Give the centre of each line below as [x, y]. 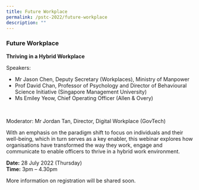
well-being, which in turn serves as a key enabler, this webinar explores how [99, 139]
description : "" [26, 22]
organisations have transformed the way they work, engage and [84, 145]
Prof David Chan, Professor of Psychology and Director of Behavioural [101, 85]
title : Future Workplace [37, 12]
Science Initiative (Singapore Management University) [81, 92]
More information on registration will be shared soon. [71, 181]
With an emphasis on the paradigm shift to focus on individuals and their [95, 132]
